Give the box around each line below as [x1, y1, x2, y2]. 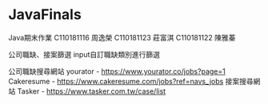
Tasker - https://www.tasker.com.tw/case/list [17, 86, 166, 96]
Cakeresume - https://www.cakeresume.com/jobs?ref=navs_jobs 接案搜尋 [8, 76, 254, 86]
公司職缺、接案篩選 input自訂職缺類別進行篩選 [8, 49, 161, 59]
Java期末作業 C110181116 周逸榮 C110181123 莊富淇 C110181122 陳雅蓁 [8, 33, 236, 42]
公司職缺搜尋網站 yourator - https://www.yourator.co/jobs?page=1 [8, 66, 226, 76]
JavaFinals [8, 6, 82, 24]
